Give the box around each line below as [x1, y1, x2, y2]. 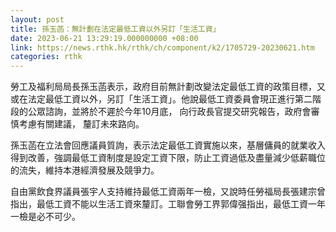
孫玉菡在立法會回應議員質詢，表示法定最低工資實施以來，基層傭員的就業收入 [10, 139, 326, 151]
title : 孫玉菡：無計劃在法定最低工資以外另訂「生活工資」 [10, 24, 221, 34]
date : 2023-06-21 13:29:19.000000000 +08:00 [10, 33, 199, 43]
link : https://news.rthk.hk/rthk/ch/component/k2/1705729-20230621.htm [10, 42, 315, 53]
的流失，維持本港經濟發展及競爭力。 [10, 164, 160, 176]
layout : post [10, 14, 65, 25]
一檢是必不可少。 [10, 211, 81, 223]
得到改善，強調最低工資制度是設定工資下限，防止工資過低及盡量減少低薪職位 [10, 152, 326, 164]
